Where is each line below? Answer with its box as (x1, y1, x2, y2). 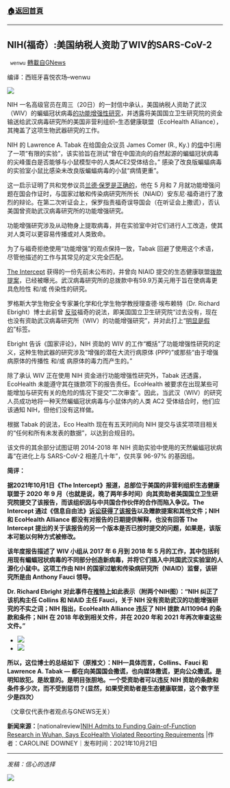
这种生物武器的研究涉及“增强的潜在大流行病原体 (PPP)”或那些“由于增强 (18, 348, 219, 357)
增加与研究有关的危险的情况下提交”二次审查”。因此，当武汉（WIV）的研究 (12, 389, 222, 397)
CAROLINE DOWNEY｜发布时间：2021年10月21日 (18, 739, 158, 748)
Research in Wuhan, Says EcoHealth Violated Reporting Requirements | (7, 730, 208, 739)
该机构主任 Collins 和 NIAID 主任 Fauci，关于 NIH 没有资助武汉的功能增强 (7, 596, 213, 604)
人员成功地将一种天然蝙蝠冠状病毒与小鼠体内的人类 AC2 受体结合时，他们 (7, 397, 214, 405)
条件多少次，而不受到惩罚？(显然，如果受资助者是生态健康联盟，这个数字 (7, 684, 214, 693)
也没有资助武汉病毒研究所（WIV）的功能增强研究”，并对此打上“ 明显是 (7, 317, 204, 325)
